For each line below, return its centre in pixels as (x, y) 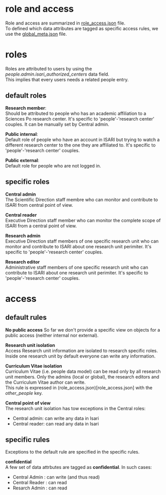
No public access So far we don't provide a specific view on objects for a (83, 329)
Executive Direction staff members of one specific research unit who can (82, 241)
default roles (26, 96)
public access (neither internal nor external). (52, 335)
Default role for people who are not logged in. (53, 166)
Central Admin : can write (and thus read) (56, 477)
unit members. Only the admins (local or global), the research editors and (82, 376)
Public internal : (22, 134)
